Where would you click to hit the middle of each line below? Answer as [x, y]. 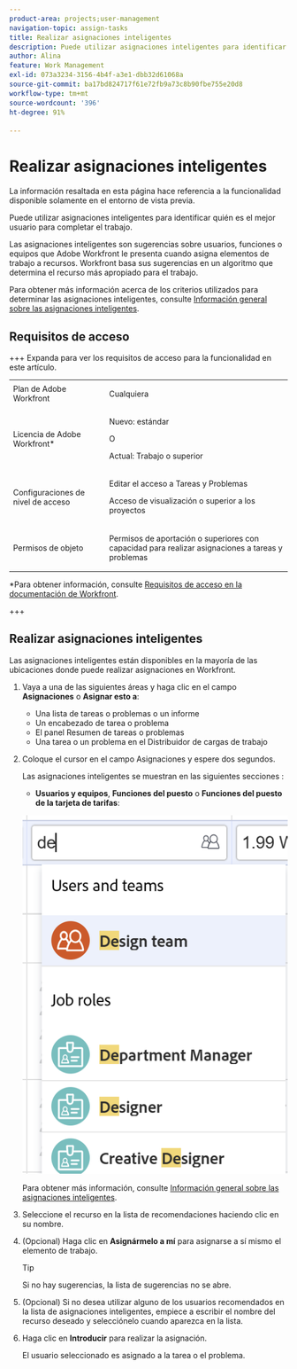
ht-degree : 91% [37, 112]
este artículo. [33, 367]
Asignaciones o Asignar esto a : [80, 696]
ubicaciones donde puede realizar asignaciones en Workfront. [122, 669]
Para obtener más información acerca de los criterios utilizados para [134, 290]
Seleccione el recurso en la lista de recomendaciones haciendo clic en [150, 1215]
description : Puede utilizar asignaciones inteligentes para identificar [148, 47]
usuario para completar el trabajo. [71, 227]
